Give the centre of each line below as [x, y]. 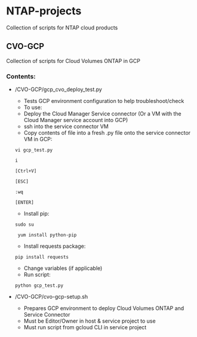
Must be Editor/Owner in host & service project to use [90, 321]
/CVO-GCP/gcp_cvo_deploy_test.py [59, 89]
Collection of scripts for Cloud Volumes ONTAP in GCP [73, 60]
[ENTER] [24, 203]
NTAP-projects [44, 11]
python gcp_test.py [39, 286]
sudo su [24, 225]
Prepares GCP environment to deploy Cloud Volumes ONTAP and [104, 308]
